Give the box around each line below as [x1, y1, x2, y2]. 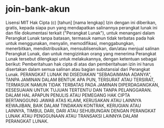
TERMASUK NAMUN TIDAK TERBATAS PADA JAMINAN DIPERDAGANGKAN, [5, 82, 160, 87]
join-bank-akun [5, 3, 70, 15]
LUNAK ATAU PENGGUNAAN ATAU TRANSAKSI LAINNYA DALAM [5, 113, 139, 119]
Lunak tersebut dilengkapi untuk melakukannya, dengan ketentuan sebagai [5, 56, 157, 62]
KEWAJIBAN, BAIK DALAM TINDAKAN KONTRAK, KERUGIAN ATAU [5, 103, 141, 108]
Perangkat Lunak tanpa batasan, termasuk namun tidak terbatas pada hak [5, 35, 155, 41]
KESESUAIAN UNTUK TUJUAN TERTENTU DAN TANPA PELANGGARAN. [5, 87, 152, 93]
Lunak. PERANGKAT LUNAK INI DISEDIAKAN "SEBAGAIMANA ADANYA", [5, 71, 152, 77]
